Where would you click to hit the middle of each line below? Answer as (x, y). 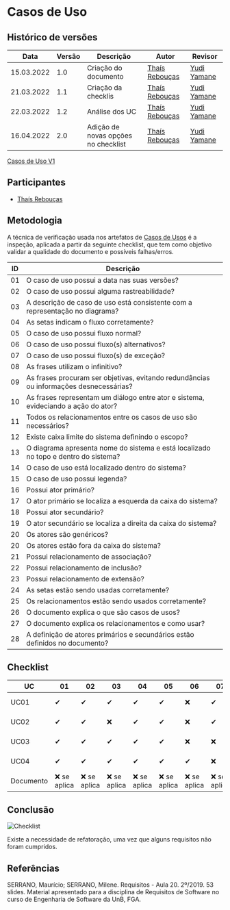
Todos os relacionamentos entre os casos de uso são (112, 417)
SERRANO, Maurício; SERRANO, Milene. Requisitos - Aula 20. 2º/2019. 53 (111, 885)
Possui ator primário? (60, 490)
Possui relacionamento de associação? (89, 557)
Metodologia (35, 221)
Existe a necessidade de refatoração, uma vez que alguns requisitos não (110, 839)
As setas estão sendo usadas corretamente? (98, 590)
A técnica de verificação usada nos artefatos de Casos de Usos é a (102, 237)
